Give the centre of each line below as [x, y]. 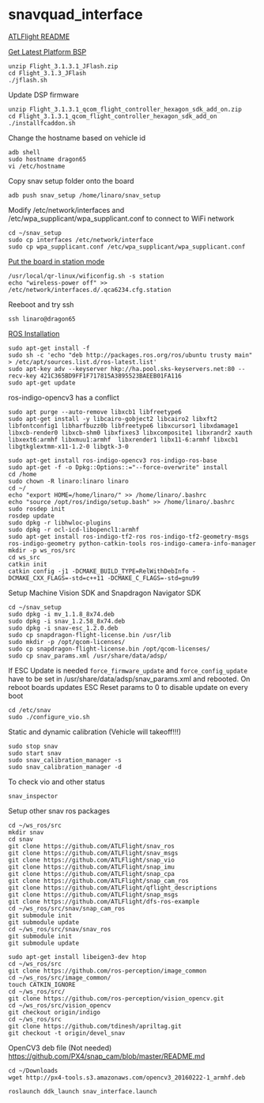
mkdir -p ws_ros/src [42, 550]
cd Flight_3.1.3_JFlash [47, 73]
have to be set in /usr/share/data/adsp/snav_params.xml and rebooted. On [129, 679]
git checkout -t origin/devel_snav [67, 1033]
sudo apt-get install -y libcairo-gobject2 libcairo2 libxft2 [113, 419]
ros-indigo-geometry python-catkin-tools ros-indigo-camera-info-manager [132, 544]
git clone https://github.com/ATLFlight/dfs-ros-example [104, 901]
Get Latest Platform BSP [47, 51]
